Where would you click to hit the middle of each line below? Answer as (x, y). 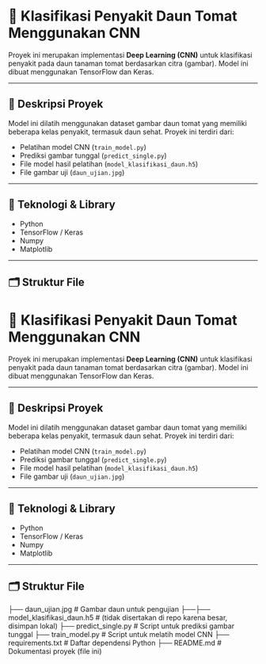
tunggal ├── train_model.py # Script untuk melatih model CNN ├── (119, 635)
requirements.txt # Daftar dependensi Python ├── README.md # (115, 643)
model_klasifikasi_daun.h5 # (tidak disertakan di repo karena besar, (118, 618)
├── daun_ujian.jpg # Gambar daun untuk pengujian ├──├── (110, 609)
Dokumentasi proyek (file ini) (55, 651)
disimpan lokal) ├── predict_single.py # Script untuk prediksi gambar (122, 626)
